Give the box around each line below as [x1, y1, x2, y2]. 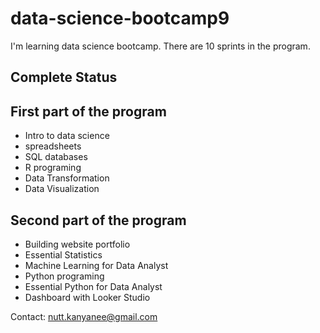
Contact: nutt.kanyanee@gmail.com [10, 310, 158, 322]
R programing [24, 162, 82, 174]
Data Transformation [24, 172, 110, 184]
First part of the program [10, 103, 167, 120]
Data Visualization [24, 183, 100, 195]
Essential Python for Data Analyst [24, 280, 163, 292]
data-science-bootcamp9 [10, 7, 230, 30]
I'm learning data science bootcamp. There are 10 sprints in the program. [10, 40, 311, 52]
